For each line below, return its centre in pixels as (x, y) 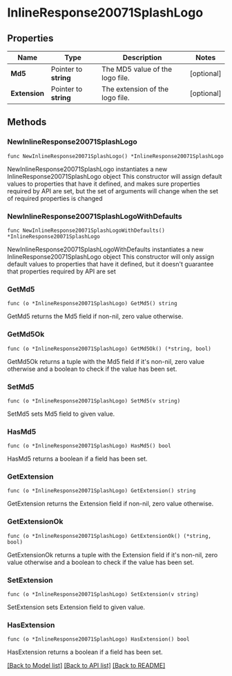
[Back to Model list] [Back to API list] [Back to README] (86, 666)
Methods (27, 122)
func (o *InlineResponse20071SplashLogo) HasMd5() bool (89, 446)
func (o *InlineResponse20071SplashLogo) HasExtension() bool (98, 639)
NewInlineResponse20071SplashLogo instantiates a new (87, 169)
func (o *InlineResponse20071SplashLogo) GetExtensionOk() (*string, (109, 536)
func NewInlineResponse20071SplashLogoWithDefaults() (86, 230)
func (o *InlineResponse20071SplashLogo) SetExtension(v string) (103, 595)
